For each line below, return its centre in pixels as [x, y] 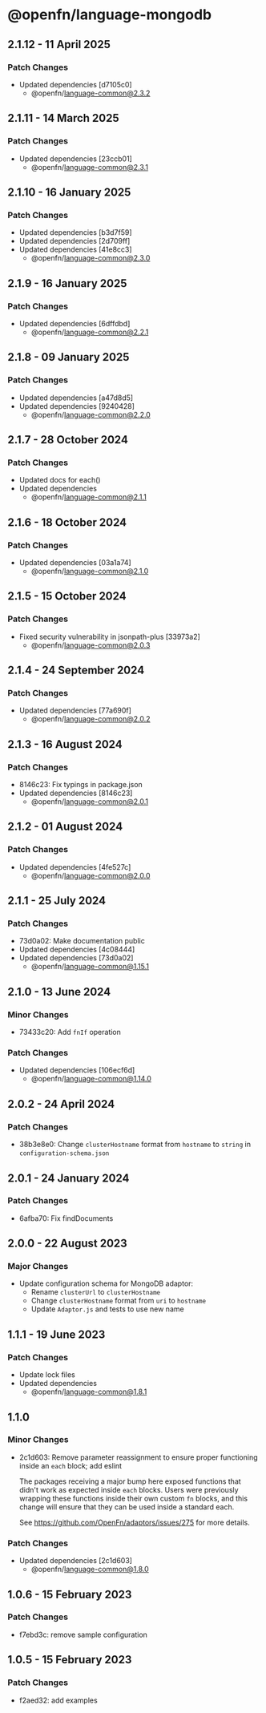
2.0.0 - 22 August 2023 [67, 1244]
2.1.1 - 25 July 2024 [56, 901]
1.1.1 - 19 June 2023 [56, 1334]
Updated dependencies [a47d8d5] [76, 398]
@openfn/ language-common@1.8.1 [89, 1392]
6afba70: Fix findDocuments [66, 1218]
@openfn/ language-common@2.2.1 [90, 332]
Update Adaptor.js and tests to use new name [108, 1309]
